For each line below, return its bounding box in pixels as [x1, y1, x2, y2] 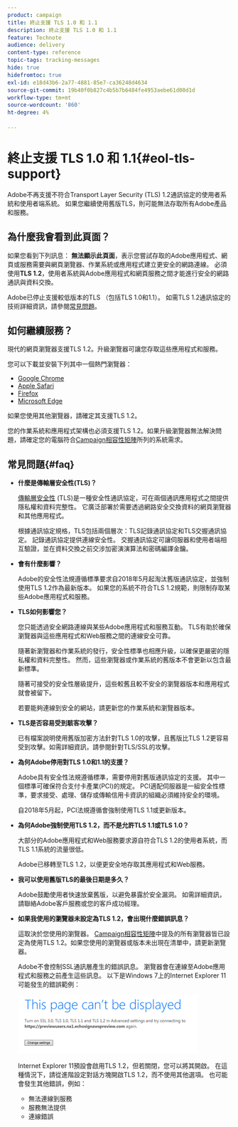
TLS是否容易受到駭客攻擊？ [17, 719, 99, 727]
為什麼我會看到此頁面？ [7, 231, 110, 243]
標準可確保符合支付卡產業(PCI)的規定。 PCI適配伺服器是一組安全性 [23, 782, 219, 790]
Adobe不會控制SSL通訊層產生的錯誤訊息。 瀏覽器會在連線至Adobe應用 [17, 963, 226, 971]
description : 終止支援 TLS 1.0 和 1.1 [7, 26, 117, 33]
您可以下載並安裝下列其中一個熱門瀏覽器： [7, 360, 132, 369]
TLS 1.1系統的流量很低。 [17, 845, 87, 854]
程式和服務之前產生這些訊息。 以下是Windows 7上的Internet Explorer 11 [17, 971, 226, 980]
